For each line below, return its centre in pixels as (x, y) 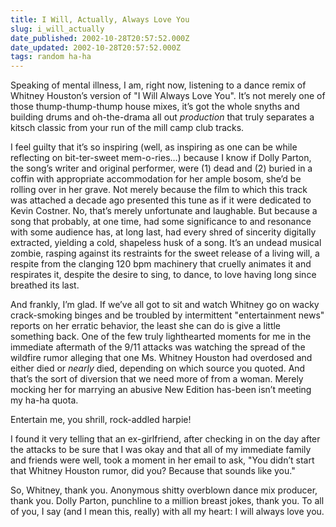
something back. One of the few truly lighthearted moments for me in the (161, 337)
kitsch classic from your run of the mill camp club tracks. (127, 128)
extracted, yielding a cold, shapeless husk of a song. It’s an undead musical (166, 243)
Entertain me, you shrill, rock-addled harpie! (101, 420)
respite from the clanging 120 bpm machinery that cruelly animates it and (161, 264)
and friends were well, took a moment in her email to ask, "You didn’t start (162, 460)
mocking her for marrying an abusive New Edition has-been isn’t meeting (161, 390)
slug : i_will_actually (57, 29)
